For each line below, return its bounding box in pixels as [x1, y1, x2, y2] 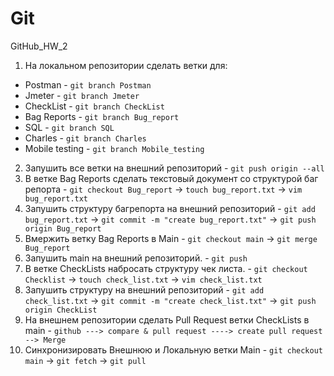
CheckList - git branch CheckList [24, 100, 165, 112]
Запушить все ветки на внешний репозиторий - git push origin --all [24, 162, 325, 174]
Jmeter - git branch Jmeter [24, 89, 140, 101]
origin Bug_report [24, 223, 102, 234]
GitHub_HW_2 [10, 40, 68, 52]
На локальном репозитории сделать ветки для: [24, 59, 228, 71]
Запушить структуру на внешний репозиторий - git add [24, 283, 265, 296]
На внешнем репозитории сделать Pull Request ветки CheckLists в [24, 313, 310, 326]
